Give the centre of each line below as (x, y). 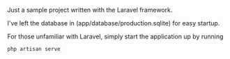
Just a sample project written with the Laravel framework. (90, 10)
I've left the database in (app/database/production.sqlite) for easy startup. (114, 23)
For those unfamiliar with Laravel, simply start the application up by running (115, 36)
